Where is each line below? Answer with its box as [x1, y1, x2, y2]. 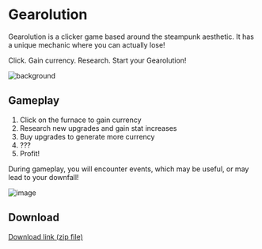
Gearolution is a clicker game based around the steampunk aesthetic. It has [8, 32, 255, 41]
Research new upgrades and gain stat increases [19, 123, 177, 132]
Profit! [19, 148, 40, 158]
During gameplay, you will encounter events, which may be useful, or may [8, 164, 249, 174]
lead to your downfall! [8, 172, 79, 182]
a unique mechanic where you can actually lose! [8, 40, 165, 49]
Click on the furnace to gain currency [19, 115, 142, 125]
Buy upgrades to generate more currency [19, 132, 155, 141]
